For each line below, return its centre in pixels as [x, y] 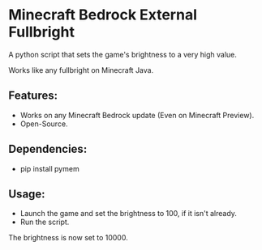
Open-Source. [44, 124]
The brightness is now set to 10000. [68, 238]
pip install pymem [49, 168]
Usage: [27, 194]
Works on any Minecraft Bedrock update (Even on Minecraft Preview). [137, 115]
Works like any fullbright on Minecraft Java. [81, 70]
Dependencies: [48, 149]
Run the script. [45, 222]
